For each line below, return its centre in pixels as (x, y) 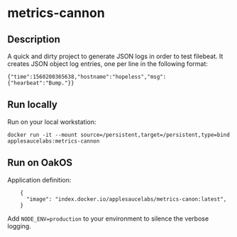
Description (34, 39)
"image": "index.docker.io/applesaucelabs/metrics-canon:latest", (126, 199)
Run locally (33, 105)
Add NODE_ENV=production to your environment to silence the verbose (108, 219)
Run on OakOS (40, 163)
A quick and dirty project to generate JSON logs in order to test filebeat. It (115, 56)
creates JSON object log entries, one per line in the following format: (108, 64)
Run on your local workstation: (52, 121)
